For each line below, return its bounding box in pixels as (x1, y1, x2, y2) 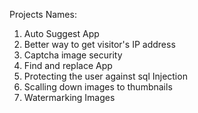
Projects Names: (9, 9, 77, 20)
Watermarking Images (23, 92, 116, 103)
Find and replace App (23, 60, 113, 71)
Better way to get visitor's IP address (23, 39, 176, 50)
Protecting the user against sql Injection (23, 70, 188, 82)
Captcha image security (23, 49, 123, 61)
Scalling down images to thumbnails (23, 81, 173, 93)
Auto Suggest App (23, 28, 100, 39)
